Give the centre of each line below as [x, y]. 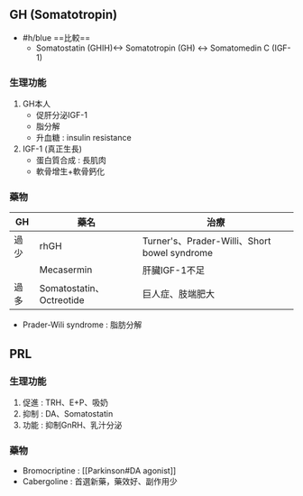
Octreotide [62, 300]
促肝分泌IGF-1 [62, 115]
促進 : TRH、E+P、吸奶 [65, 403]
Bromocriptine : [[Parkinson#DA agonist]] [99, 471]
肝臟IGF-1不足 [174, 271]
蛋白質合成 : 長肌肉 [71, 161]
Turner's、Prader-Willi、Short [207, 241]
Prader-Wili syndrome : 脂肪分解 [82, 325]
